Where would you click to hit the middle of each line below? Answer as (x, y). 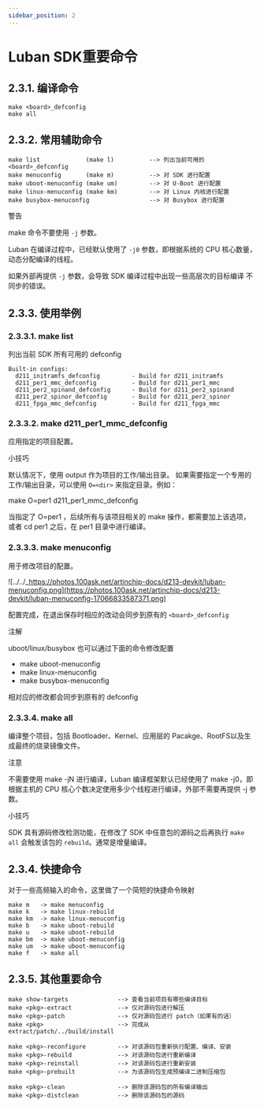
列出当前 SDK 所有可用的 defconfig (65, 355)
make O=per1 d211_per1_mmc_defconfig (73, 500)
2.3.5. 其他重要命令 (55, 979)
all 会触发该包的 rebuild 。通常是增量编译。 (80, 842)
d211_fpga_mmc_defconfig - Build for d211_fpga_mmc (118, 404)
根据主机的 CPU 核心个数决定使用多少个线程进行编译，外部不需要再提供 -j (128, 789)
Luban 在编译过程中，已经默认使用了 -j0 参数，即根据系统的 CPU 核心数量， (132, 250)
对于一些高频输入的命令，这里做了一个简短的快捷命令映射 (101, 890)
